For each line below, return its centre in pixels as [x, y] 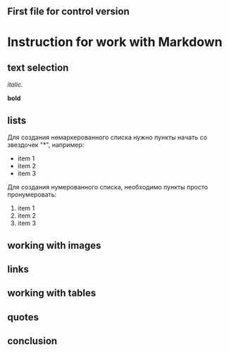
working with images [54, 245]
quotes [23, 317]
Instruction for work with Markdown [115, 42]
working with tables [52, 293]
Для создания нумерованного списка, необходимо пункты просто [108, 187]
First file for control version [68, 12]
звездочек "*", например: [46, 145]
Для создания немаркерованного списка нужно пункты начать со [107, 137]
